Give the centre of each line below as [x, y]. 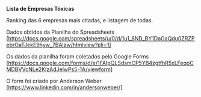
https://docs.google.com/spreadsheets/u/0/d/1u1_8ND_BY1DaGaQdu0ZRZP [101, 38]
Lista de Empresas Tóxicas [40, 9]
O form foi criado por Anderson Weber [54, 81]
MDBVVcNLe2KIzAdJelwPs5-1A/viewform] [60, 69]
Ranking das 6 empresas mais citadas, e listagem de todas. [80, 20]
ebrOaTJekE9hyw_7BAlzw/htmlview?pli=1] [59, 45]
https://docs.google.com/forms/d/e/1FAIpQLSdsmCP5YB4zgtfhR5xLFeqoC [101, 63]
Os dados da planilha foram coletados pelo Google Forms [78, 56]
